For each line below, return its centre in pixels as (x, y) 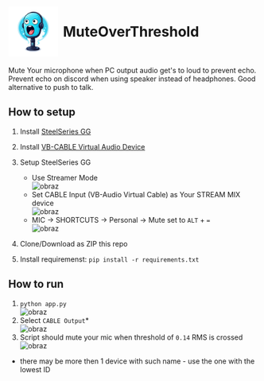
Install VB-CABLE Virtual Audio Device (82, 146)
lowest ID (35, 369)
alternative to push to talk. (51, 87)
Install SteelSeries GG (55, 131)
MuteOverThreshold (131, 32)
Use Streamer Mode (64, 177)
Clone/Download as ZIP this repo (74, 243)
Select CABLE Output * (54, 320)
